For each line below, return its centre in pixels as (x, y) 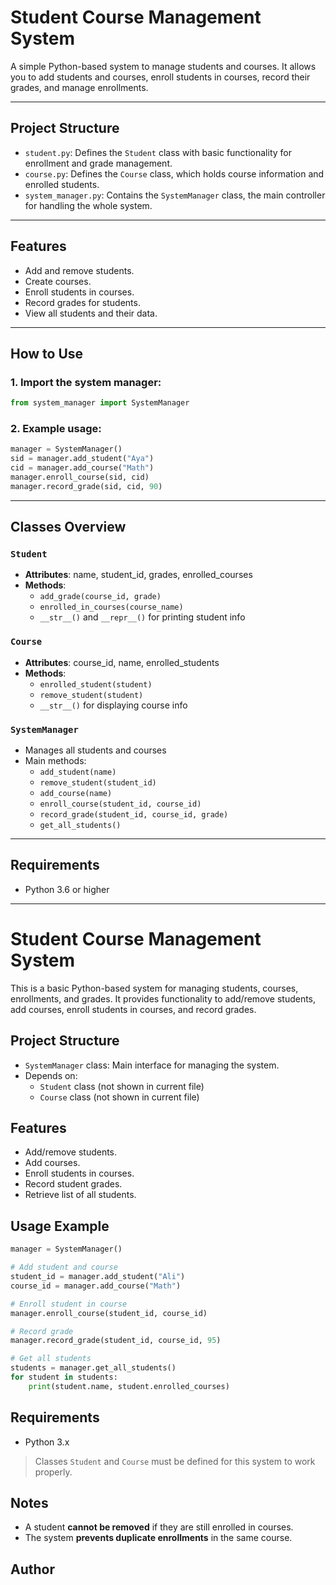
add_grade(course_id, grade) (100, 597)
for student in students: (64, 1377)
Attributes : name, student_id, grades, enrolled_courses (138, 575)
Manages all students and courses (95, 750)
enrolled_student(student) (96, 684)
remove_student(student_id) (98, 783)
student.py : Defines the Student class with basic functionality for (158, 152)
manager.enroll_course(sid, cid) (80, 477)
